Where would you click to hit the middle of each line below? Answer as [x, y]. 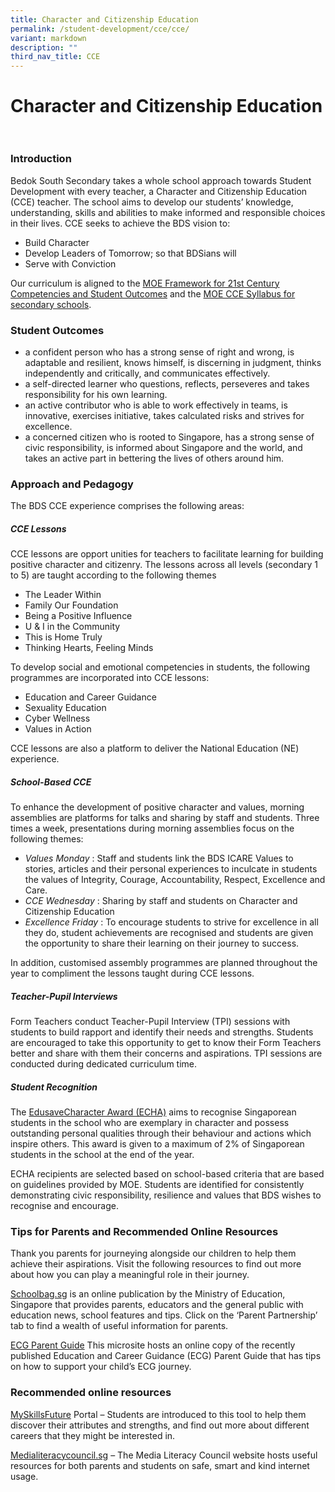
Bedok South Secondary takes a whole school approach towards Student [161, 180]
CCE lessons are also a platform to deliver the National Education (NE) [155, 748]
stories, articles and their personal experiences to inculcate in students [171, 869]
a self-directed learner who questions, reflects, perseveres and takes [167, 383]
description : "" [44, 47]
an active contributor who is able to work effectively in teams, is [156, 405]
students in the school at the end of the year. [102, 1155]
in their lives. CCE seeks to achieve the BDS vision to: [120, 223]
